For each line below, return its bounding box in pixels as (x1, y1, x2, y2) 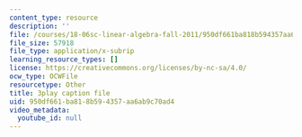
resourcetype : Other (9, 80, 87, 89)
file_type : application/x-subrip (9, 47, 135, 56)
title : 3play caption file (9, 88, 111, 97)
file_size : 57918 (9, 38, 75, 48)
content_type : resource (9, 13, 99, 23)
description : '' (9, 22, 70, 31)
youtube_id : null (17, 114, 83, 123)
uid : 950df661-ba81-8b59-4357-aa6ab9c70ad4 (9, 96, 175, 106)
